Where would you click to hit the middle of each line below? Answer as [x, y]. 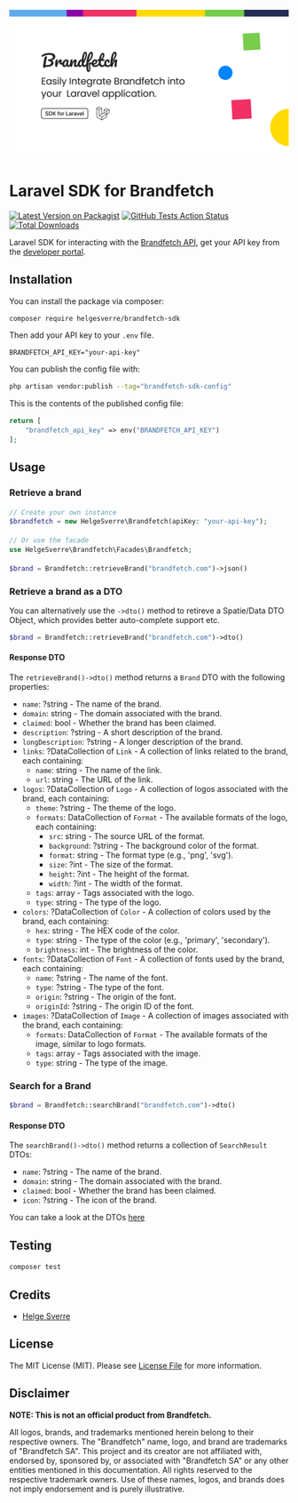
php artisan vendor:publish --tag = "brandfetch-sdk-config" [121, 387]
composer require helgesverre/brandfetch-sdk [94, 318]
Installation [41, 280]
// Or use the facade [49, 540]
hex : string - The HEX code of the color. [107, 931]
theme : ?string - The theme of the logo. [106, 808]
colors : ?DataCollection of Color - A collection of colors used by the [146, 912]
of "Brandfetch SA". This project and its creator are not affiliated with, [136, 1451]
